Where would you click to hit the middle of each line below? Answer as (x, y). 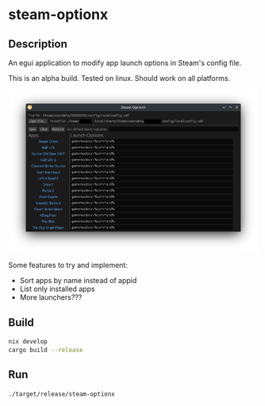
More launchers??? (51, 297)
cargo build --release (46, 350)
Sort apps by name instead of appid (78, 281)
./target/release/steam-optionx (61, 394)
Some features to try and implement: (68, 265)
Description (38, 44)
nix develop (28, 342)
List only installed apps (57, 289)
